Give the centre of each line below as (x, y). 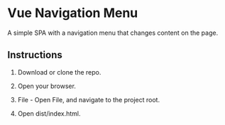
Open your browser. (47, 86)
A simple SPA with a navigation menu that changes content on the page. (113, 33)
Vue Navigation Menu (73, 13)
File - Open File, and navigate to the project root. (89, 99)
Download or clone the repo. (59, 72)
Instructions (35, 55)
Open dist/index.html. (49, 113)
